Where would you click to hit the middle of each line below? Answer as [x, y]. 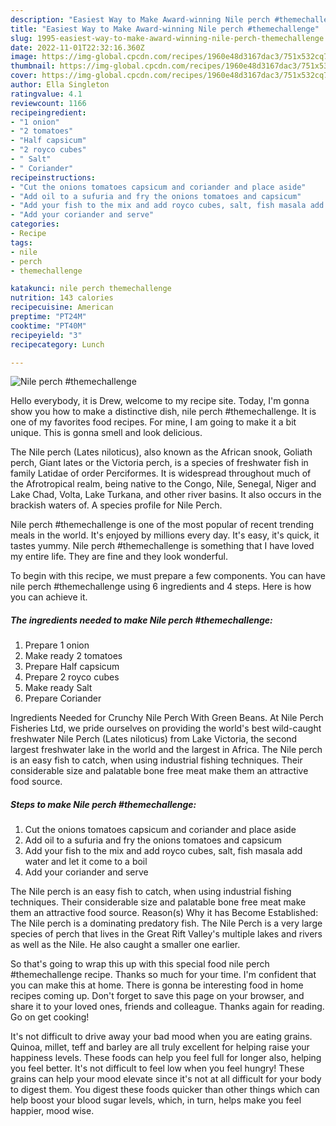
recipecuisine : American [62, 307]
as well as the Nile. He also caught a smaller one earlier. [125, 945]
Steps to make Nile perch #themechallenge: [103, 804]
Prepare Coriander [63, 698]
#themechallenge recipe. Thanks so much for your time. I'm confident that [163, 975]
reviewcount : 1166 [48, 103]
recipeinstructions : [53, 177]
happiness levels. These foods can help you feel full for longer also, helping [166, 1058]
